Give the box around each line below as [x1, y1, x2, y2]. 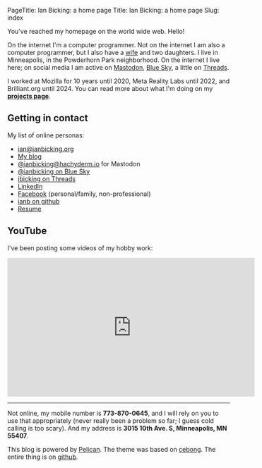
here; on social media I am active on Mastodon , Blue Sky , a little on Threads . [7, 63, 230, 71]
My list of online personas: [7, 130, 85, 140]
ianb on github [17, 197, 60, 205]
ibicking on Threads [17, 174, 76, 183]
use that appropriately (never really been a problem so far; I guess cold [7, 416, 214, 425]
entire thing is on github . [7, 452, 78, 461]
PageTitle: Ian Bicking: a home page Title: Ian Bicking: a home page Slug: [7, 6, 220, 14]
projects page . [7, 92, 51, 100]
